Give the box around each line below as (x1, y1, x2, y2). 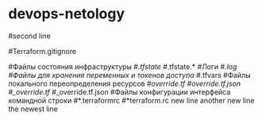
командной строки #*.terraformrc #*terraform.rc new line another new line (8, 95, 255, 105)
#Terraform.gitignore (8, 46, 77, 56)
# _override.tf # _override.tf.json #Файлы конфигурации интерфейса (8, 87, 231, 96)
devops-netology (8, 5, 125, 23)
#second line (8, 31, 51, 41)
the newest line (8, 104, 58, 114)
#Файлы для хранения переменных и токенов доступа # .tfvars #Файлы (8, 70, 252, 79)
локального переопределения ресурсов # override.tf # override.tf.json (8, 79, 241, 88)
